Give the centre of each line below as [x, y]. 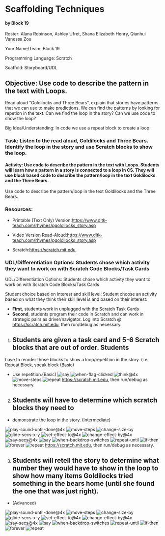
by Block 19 [17, 23]
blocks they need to [43, 408]
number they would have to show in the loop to [85, 468]
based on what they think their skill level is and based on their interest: [76, 299]
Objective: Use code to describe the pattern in [77, 83]
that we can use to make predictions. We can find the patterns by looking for [82, 108]
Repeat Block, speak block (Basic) [40, 365]
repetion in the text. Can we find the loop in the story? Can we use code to [80, 113]
